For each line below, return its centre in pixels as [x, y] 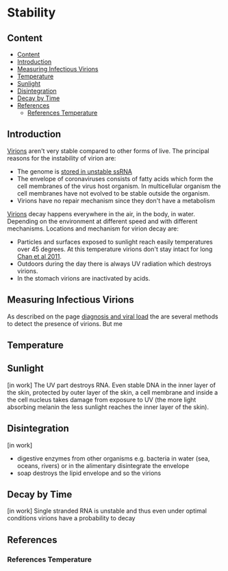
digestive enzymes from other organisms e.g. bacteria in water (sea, [113, 458]
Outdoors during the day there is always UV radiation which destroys [114, 264]
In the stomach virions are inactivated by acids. [84, 278]
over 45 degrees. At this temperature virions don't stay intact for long [115, 249]
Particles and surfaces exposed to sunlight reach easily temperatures [115, 242]
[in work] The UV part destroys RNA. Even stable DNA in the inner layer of [111, 385]
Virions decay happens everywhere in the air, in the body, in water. [101, 213]
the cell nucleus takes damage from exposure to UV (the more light [102, 399]
